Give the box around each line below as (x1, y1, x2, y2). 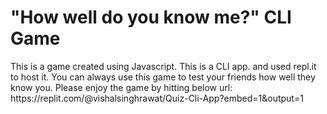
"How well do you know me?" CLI (10, 6, 292, 29)
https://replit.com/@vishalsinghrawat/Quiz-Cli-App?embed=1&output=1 (10, 92, 304, 104)
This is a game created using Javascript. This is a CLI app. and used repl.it (10, 60, 317, 72)
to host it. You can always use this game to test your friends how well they (10, 71, 316, 83)
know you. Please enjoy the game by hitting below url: (10, 81, 233, 93)
